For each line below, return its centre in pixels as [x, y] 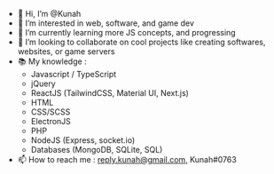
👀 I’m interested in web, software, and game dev [106, 23]
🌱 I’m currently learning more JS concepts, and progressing [127, 32]
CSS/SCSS [51, 112]
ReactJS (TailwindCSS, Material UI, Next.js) [110, 93]
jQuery [43, 83]
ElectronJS [51, 121]
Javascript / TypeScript [74, 74]
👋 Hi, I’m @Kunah [49, 14]
